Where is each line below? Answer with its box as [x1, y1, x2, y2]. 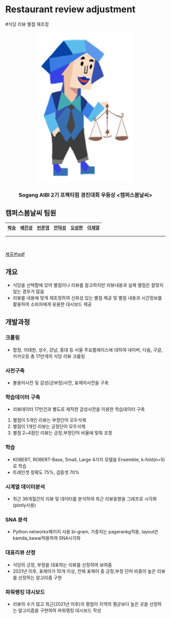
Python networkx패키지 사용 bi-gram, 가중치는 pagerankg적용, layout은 [12, 529, 159, 535]
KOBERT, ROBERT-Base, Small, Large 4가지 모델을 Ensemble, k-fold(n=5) [12, 456, 165, 462]
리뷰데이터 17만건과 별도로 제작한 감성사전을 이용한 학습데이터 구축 [12, 406, 145, 412]
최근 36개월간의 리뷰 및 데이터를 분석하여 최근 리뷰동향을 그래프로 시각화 [12, 496, 157, 502]
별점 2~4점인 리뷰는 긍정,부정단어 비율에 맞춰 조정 [12, 430, 112, 436]
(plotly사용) [12, 502, 37, 508]
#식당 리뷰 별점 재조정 [5, 21, 49, 27]
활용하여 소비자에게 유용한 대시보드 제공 [12, 301, 92, 307]
